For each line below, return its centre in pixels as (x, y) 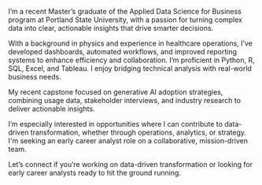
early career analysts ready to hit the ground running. (94, 173)
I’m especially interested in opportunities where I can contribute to (115, 124)
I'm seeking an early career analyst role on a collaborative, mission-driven (128, 141)
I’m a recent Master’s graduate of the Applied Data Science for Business (125, 11)
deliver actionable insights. (52, 109)
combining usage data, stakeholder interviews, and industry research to (125, 100)
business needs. (35, 77)
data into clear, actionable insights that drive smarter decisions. (111, 28)
